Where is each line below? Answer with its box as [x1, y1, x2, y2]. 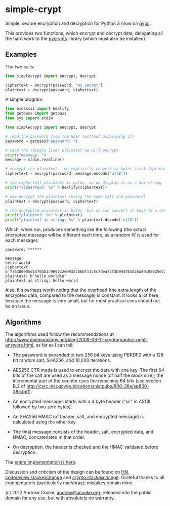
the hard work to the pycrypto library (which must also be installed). [5, 35, 147, 42]
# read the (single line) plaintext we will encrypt [5, 148, 119, 153]
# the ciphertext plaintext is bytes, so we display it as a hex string [5, 180, 162, 185]
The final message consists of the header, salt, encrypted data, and [12, 429, 154, 435]
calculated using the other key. [12, 419, 77, 425]
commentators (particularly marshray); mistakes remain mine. [5, 480, 134, 486]
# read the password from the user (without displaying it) [5, 134, 135, 139]
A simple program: [5, 96, 44, 102]
